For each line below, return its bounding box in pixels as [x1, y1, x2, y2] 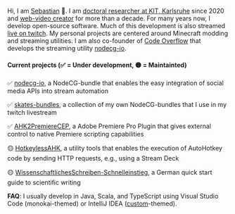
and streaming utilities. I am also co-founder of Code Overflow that [7, 37, 202, 45]
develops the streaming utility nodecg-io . [7, 44, 127, 52]
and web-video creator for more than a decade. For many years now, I [7, 14, 211, 23]
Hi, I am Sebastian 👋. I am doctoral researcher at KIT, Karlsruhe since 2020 [7, 7, 224, 15]
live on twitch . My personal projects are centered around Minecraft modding [7, 29, 229, 37]
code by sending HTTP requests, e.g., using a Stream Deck [7, 154, 179, 163]
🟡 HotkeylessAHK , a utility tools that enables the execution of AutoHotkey [7, 144, 223, 153]
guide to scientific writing [7, 178, 81, 187]
